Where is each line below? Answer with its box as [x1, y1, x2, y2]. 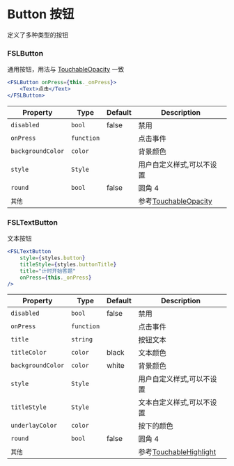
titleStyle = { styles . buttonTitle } [19, 261, 117, 268]
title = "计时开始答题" [19, 267, 77, 275]
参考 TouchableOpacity [138, 196, 212, 206]
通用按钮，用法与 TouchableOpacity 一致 [7, 65, 125, 74]
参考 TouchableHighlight [138, 447, 217, 457]
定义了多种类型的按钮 [7, 31, 68, 39]
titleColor [10, 348, 47, 357]
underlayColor [10, 421, 58, 430]
